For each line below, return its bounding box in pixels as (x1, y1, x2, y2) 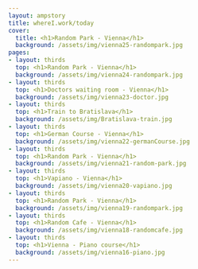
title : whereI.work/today (8, 19, 94, 27)
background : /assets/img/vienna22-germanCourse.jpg (15, 137, 191, 146)
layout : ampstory (8, 11, 66, 20)
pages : (8, 49, 30, 57)
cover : (8, 26, 30, 34)
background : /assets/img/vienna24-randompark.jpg (15, 71, 183, 79)
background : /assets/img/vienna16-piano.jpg (15, 248, 165, 256)
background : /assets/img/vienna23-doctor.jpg (15, 93, 169, 101)
